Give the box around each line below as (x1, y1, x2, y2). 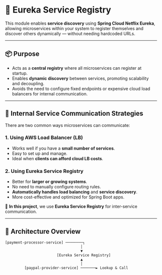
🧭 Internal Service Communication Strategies (5, 109, 144, 118)
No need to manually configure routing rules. (12, 184, 101, 190)
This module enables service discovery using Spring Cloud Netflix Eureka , (5, 20, 156, 26)
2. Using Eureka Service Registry (5, 168, 83, 174)
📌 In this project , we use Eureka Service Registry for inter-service (5, 203, 137, 210)
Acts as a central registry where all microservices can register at (12, 65, 142, 71)
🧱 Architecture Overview (5, 227, 81, 235)
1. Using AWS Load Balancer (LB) (5, 134, 83, 141)
